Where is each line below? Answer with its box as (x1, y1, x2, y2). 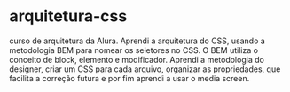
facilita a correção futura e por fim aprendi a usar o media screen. (9, 73, 250, 83)
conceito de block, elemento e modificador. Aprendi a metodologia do (9, 54, 264, 65)
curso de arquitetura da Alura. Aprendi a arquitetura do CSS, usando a (9, 35, 266, 46)
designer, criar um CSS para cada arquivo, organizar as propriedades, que (9, 64, 281, 74)
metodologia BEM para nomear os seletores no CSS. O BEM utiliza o (9, 44, 259, 55)
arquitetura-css (9, 6, 128, 27)
